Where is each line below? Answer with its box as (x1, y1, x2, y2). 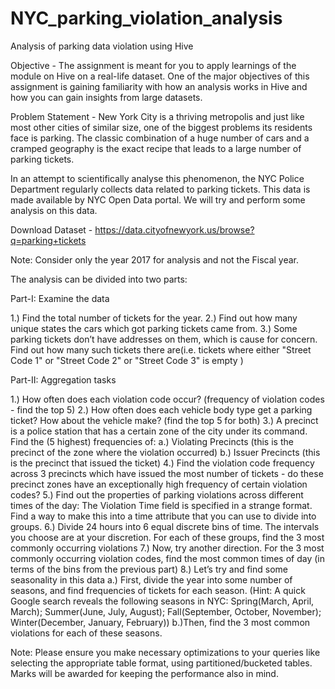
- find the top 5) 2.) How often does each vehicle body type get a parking (10, 403, 313, 416)
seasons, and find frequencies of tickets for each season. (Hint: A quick (10, 584, 306, 596)
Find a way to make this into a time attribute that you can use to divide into (10, 510, 317, 522)
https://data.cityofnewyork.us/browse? (94, 223, 255, 236)
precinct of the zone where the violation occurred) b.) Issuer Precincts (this (10, 446, 321, 458)
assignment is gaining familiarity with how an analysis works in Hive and (10, 80, 308, 92)
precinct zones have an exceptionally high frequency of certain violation (10, 478, 308, 490)
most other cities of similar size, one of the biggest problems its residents (10, 121, 313, 133)
